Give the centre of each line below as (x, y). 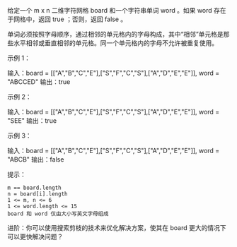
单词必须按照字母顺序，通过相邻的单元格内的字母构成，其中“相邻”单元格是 (116, 34)
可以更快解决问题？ (35, 236)
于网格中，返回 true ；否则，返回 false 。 (67, 19)
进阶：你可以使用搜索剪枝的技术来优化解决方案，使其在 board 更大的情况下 (117, 228)
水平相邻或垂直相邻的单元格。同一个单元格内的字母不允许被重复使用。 (115, 43)
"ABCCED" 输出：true (39, 82)
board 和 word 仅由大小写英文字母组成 (58, 214)
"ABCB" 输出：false (36, 159)
